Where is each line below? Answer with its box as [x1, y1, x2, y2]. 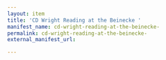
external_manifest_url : [7, 36, 76, 43]
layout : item [7, 10, 45, 17]
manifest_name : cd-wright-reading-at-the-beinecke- [7, 23, 160, 30]
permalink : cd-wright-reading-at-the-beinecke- [7, 29, 148, 37]
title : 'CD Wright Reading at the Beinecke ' [7, 17, 141, 24]
